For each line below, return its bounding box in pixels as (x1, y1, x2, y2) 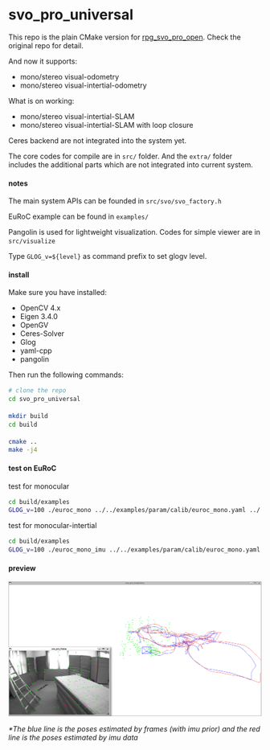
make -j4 (8, 446, 38, 454)
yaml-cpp (19, 346, 52, 355)
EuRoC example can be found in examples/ (8, 211, 149, 222)
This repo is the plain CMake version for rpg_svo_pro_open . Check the (8, 32, 241, 42)
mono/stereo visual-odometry (19, 72, 120, 81)
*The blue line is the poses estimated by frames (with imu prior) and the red (8, 723, 261, 733)
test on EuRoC (8, 463, 57, 473)
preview (8, 563, 36, 572)
